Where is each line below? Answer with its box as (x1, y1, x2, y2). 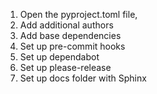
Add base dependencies (19, 30, 122, 41)
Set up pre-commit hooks (19, 40, 126, 52)
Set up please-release (19, 62, 112, 73)
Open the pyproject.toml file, (19, 9, 138, 20)
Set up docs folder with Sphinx (19, 72, 147, 84)
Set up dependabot (19, 51, 100, 63)
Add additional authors (19, 19, 114, 31)
